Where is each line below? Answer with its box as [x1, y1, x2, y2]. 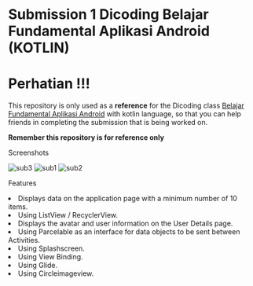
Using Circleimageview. [18, 269, 94, 278]
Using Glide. [18, 261, 57, 270]
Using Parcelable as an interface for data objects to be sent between [18, 227, 240, 236]
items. [8, 202, 28, 211]
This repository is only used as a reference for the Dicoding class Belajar [8, 101, 245, 111]
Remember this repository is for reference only [8, 133, 165, 142]
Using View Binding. [18, 252, 84, 262]
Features [8, 178, 37, 188]
